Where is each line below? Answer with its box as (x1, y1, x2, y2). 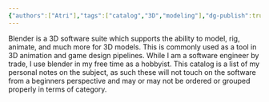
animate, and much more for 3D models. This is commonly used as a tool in (8, 41, 257, 52)
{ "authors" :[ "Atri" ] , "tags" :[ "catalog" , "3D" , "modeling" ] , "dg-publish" (8, 11, 249, 20)
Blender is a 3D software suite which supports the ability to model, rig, (8, 33, 240, 43)
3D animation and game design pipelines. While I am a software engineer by (8, 50, 259, 60)
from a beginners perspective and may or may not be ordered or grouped (8, 76, 251, 85)
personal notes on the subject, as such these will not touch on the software (8, 67, 256, 76)
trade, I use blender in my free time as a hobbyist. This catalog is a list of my (8, 59, 260, 69)
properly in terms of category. (8, 84, 107, 94)
